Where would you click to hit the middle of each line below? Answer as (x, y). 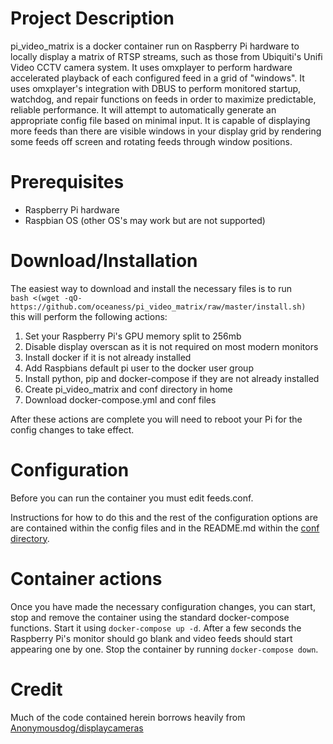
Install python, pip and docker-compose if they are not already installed (172, 378)
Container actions (86, 578)
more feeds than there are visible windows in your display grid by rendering (166, 131)
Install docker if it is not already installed (108, 357)
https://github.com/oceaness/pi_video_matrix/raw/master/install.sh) (158, 307)
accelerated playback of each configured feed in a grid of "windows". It (157, 78)
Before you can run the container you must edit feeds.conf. (132, 498)
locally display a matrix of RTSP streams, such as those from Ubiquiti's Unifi (166, 56)
